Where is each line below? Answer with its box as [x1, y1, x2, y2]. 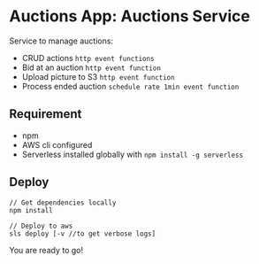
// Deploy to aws [9, 221, 73, 230]
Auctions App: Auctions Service [9, 6, 250, 27]
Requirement [9, 106, 82, 121]
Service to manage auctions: [9, 35, 113, 46]
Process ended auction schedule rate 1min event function [21, 81, 240, 91]
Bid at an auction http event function [21, 62, 162, 73]
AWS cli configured [21, 139, 93, 150]
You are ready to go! [9, 245, 84, 255]
